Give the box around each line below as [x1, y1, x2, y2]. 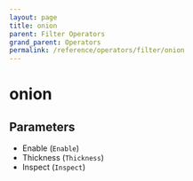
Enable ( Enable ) [21, 143, 80, 153]
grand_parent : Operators [9, 37, 101, 47]
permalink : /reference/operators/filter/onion [9, 46, 185, 55]
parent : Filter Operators [9, 29, 105, 38]
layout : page [9, 12, 58, 22]
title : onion [9, 21, 58, 30]
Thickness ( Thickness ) [21, 153, 104, 163]
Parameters [9, 119, 76, 134]
